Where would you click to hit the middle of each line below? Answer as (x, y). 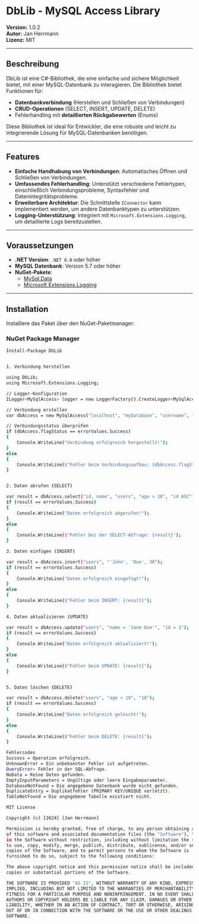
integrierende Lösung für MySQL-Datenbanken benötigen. (77, 133)
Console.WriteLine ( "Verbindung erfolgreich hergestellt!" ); (92, 443)
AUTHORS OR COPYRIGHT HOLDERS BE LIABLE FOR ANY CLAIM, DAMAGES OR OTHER (99, 900)
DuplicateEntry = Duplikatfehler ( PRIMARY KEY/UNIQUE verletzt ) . (88, 791)
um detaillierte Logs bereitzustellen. (58, 221)
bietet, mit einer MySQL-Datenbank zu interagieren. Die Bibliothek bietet (94, 85)
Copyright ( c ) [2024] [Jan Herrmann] (53, 818)
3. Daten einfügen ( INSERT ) (41, 552)
